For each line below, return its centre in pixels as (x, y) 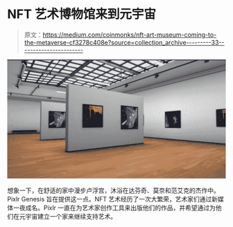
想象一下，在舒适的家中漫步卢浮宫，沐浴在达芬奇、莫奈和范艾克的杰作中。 (113, 190)
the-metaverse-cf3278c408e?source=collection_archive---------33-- (124, 42)
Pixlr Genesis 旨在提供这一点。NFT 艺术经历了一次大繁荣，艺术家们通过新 (113, 199)
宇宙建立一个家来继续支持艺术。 (71, 217)
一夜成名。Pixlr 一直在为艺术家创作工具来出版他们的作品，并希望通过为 (114, 208)
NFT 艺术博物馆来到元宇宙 (82, 14)
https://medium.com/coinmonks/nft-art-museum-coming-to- (130, 35)
